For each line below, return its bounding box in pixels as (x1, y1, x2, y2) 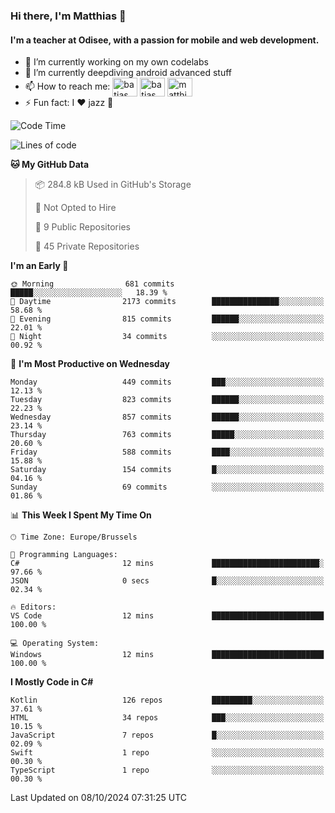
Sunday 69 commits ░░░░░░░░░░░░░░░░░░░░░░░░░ (10, 482, 325, 493)
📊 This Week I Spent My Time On (10, 509, 152, 521)
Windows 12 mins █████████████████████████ (10, 650, 325, 660)
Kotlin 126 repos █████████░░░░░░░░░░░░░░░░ (10, 695, 325, 706)
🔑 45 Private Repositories (34, 240, 140, 253)
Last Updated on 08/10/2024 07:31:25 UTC (10, 792, 188, 804)
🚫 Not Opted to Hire (34, 202, 117, 214)
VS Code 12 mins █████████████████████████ (10, 611, 325, 621)
